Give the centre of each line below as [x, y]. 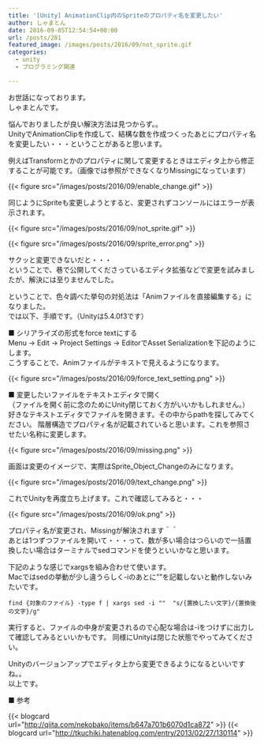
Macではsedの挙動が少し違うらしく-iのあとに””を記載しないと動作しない [127, 577]
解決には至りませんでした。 [73, 279]
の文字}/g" [24, 611]
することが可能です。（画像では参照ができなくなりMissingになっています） [129, 170]
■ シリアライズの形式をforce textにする [73, 333]
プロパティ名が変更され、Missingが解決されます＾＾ [93, 530]
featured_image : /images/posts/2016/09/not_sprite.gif [100, 45]
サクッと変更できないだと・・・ [60, 260]
